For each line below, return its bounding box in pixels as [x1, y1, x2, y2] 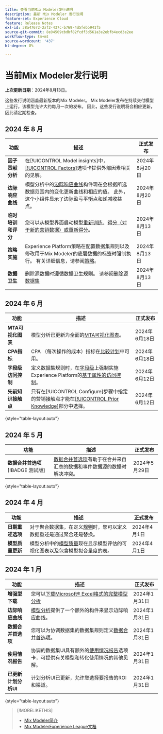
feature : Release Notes [5, 20, 53, 26]
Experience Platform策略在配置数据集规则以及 [25, 243, 130, 250]
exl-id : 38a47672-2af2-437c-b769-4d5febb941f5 [5, 25, 101, 30]
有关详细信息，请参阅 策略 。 [35, 258, 99, 264]
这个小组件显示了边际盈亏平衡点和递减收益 [25, 195, 122, 202]
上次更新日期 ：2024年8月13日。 [5, 87, 69, 93]
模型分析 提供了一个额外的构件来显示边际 [31, 607, 124, 613]
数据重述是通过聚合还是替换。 [30, 531, 98, 538]
